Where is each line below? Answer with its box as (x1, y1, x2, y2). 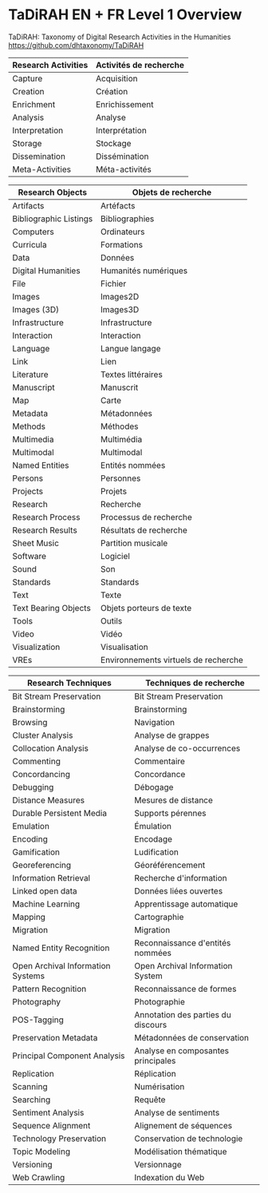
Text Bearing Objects (12, 602, 92, 613)
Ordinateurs (100, 226, 145, 237)
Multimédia (100, 434, 143, 445)
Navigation (134, 716, 175, 727)
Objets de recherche (132, 186, 212, 197)
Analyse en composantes (134, 1044, 230, 1056)
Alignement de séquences (134, 1120, 233, 1131)
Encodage (134, 833, 173, 844)
